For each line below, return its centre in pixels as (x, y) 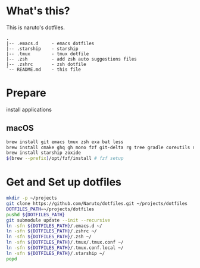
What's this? (38, 11)
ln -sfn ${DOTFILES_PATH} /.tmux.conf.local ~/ (65, 248)
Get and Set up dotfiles (64, 182)
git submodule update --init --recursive (58, 220)
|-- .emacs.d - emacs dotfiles (50, 43)
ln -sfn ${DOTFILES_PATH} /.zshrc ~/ (51, 231)
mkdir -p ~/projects (32, 198)
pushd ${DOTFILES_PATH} (36, 215)
